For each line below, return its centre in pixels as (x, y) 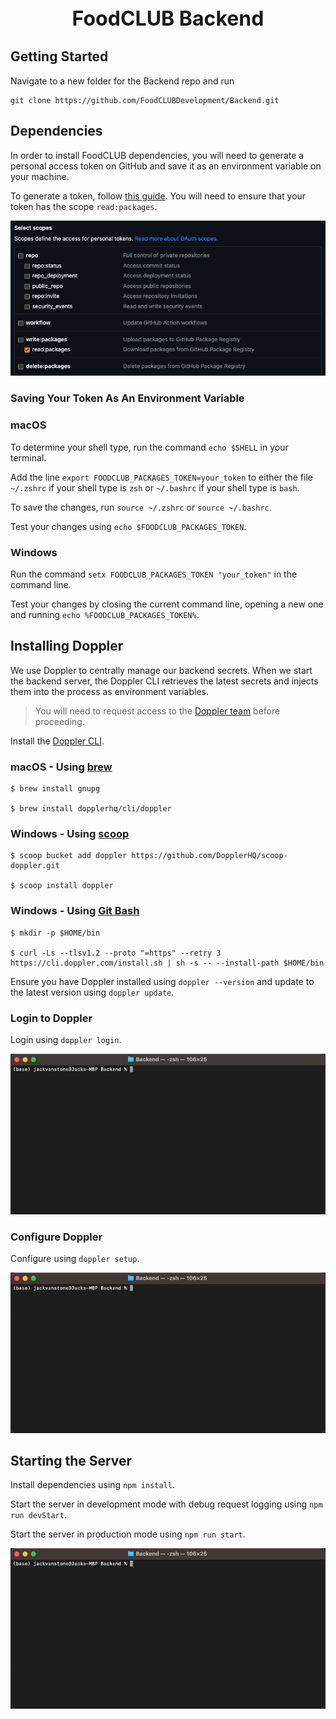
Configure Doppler (56, 1237)
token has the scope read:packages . (84, 206)
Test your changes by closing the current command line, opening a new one (167, 604)
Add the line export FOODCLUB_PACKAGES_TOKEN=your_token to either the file (161, 477)
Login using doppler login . (66, 1039)
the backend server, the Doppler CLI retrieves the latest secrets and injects (164, 681)
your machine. (40, 176)
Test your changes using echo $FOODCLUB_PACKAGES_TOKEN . (128, 526)
